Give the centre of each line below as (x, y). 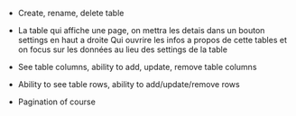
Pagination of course (57, 102)
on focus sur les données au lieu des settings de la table (123, 49)
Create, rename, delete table (71, 13)
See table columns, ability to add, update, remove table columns (137, 67)
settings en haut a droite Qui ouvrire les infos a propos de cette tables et (152, 40)
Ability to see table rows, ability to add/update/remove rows (129, 84)
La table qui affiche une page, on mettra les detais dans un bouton (141, 30)
